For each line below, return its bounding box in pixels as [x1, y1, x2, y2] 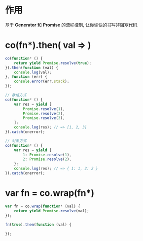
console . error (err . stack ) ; [14, 79, 70, 84]
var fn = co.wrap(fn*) [5, 187, 95, 199]
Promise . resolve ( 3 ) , [23, 116, 65, 120]
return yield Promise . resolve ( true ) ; [14, 60, 92, 65]
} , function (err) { [5, 74, 48, 79]
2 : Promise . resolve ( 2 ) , [23, 157, 71, 162]
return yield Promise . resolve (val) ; [14, 208, 90, 213]
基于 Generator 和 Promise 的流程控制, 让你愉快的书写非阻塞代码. [5, 22, 139, 28]
